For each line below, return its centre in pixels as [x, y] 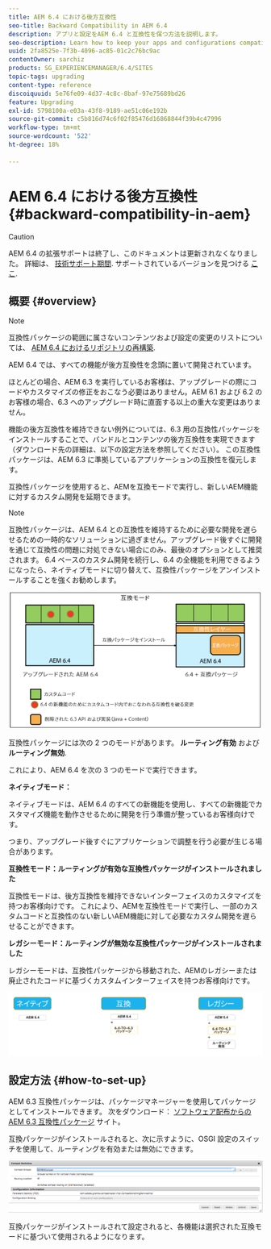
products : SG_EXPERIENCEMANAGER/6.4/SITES [81, 69]
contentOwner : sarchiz [46, 60]
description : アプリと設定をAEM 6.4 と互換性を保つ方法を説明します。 [115, 34]
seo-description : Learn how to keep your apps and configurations [122, 43]
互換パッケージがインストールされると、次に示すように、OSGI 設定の [124, 1139]
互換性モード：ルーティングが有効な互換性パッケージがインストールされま [132, 869]
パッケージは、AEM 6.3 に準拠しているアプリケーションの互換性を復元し [129, 460]
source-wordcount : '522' [50, 136]
